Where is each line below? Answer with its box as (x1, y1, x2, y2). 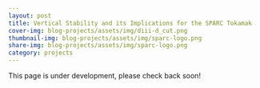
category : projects (8, 49, 74, 57)
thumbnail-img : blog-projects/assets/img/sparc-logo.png (8, 34, 202, 42)
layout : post (8, 11, 52, 20)
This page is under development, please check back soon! (8, 71, 202, 80)
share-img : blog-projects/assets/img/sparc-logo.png (8, 42, 188, 50)
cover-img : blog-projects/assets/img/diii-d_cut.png (8, 26, 188, 34)
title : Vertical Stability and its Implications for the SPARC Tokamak (8, 19, 252, 27)
